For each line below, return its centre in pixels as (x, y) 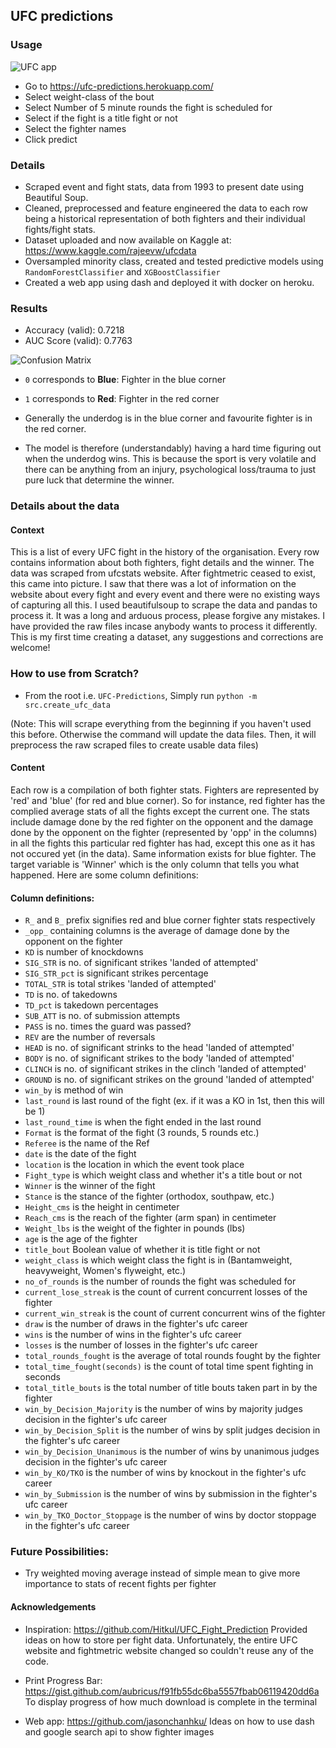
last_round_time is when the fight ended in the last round (143, 1122)
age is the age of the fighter (81, 1239)
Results (29, 308)
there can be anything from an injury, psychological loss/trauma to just (170, 470)
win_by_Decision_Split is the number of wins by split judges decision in (172, 1430)
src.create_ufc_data (67, 705)
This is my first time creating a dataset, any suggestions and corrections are (167, 637)
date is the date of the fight (80, 1154)
